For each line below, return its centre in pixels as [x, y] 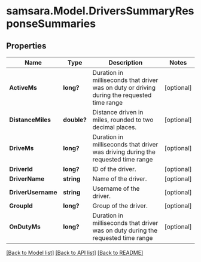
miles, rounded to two [123, 120]
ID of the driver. [114, 169]
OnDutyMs [25, 227]
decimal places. [114, 127]
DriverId [21, 169]
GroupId [21, 206]
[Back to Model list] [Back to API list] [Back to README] [75, 253]
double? [75, 120]
